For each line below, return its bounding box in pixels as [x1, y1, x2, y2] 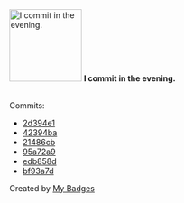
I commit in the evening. [83, 73, 176, 84]
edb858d [22, 156, 57, 166]
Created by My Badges [9, 183, 95, 193]
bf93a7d [22, 166, 54, 176]
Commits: [9, 100, 45, 111]
